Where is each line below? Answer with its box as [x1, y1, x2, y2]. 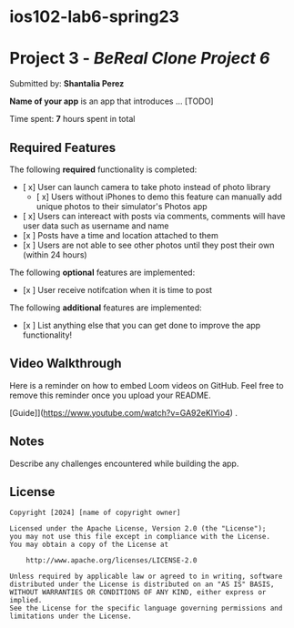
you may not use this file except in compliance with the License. [9, 532, 271, 542]
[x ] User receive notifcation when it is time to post [22, 284, 212, 295]
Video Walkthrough [9, 356, 122, 371]
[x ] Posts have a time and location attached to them [22, 229, 218, 240]
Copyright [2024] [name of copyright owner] [9, 508, 181, 518]
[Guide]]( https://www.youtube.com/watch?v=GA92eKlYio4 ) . [9, 407, 238, 418]
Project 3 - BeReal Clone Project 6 [9, 48, 270, 69]
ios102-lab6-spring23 [9, 6, 180, 27]
